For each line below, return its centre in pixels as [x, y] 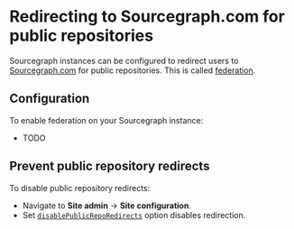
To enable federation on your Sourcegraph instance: [106, 120]
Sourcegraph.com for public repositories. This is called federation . [133, 70]
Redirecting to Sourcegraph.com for [147, 17]
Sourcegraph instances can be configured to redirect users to [124, 60]
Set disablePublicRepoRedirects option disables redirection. [134, 215]
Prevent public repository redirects [110, 166]
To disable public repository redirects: [80, 188]
